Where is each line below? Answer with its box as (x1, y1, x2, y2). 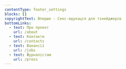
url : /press (13, 57, 38, 62)
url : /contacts (13, 39, 45, 44)
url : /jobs (13, 48, 36, 52)
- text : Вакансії (9, 43, 45, 48)
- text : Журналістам (9, 52, 51, 57)
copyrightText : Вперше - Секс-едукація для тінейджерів (4, 16, 122, 21)
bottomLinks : (4, 20, 31, 26)
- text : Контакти (9, 34, 45, 39)
